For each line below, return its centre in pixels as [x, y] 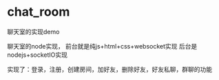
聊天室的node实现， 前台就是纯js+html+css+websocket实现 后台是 [102, 46]
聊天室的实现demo [33, 31]
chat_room [39, 12]
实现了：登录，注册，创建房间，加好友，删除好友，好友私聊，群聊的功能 [109, 69]
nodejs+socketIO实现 [37, 55]
